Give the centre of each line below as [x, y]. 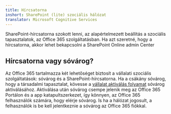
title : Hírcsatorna [26, 10]
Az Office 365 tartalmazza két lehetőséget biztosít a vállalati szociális [78, 73]
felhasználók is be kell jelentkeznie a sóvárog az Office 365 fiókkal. [76, 106]
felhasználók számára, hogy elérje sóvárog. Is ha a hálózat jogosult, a [79, 101]
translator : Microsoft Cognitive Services [51, 19]
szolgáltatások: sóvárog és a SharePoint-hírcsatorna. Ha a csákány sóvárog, [86, 79]
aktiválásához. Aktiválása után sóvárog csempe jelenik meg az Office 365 [83, 89]
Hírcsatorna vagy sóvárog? [49, 61]
